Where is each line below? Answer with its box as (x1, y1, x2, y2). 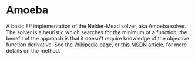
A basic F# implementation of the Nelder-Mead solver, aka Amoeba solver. (6, 23, 187, 30)
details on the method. (6, 47, 60, 54)
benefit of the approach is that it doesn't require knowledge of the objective (6, 35, 190, 42)
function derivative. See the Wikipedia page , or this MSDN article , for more (6, 41, 187, 48)
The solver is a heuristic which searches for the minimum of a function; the (6, 28, 187, 35)
